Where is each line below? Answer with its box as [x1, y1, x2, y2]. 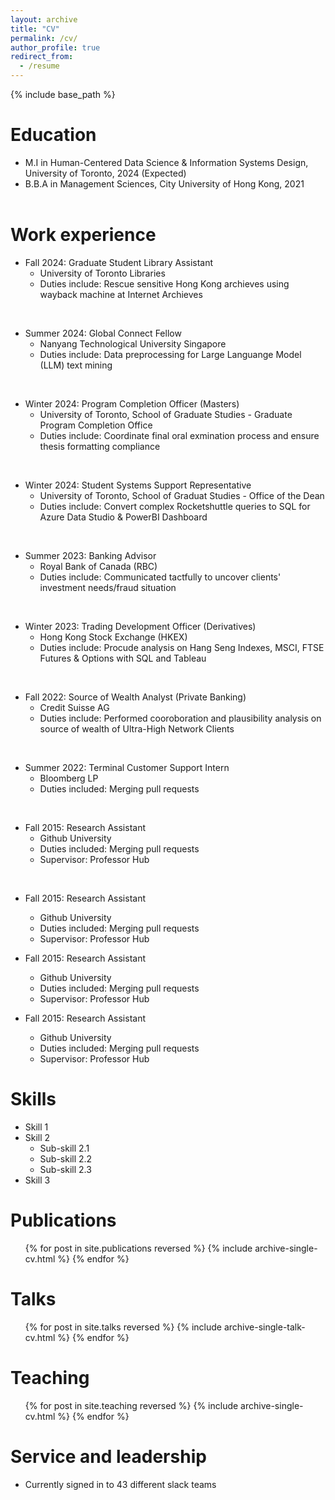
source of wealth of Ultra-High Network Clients [39, 722, 235, 735]
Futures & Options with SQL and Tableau [39, 652, 207, 664]
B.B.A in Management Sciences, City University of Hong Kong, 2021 [24, 177, 305, 190]
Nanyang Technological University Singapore [39, 337, 227, 350]
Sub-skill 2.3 [39, 1163, 92, 1175]
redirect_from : [10, 52, 74, 62]
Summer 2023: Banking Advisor [24, 549, 157, 561]
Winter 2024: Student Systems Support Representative [24, 479, 252, 491]
